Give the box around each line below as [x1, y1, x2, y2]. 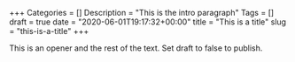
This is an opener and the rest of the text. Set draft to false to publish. [9, 43, 263, 53]
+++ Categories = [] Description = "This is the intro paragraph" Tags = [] [9, 8, 275, 17]
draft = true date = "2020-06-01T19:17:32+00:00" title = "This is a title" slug [9, 17, 286, 27]
